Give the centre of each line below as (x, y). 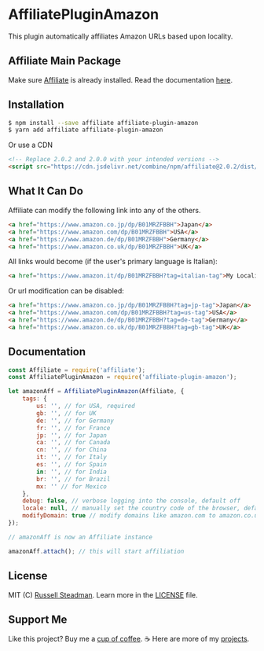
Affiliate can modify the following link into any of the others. (104, 210)
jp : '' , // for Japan (72, 435)
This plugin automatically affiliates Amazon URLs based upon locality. (121, 36)
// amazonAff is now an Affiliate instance (81, 537)
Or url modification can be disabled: (66, 291)
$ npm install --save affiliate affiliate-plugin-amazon (103, 123)
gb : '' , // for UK (66, 413)
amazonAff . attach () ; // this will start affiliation (96, 551)
